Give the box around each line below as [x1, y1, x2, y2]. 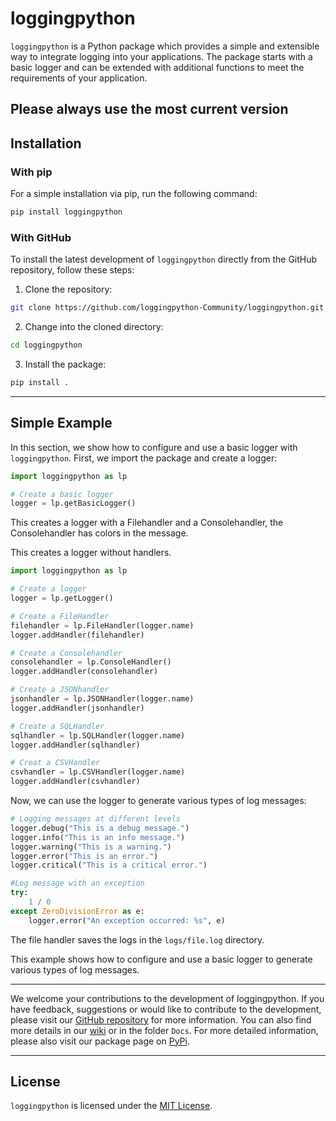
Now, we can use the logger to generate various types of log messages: [10, 795, 307, 806]
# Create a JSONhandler [10, 685, 110, 695]
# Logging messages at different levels [10, 814, 182, 824]
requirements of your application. [10, 72, 148, 84]
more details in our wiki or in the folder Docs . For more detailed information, [10, 1024, 319, 1036]
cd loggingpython [10, 340, 83, 351]
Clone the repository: [24, 283, 113, 296]
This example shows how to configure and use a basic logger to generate [10, 953, 313, 965]
